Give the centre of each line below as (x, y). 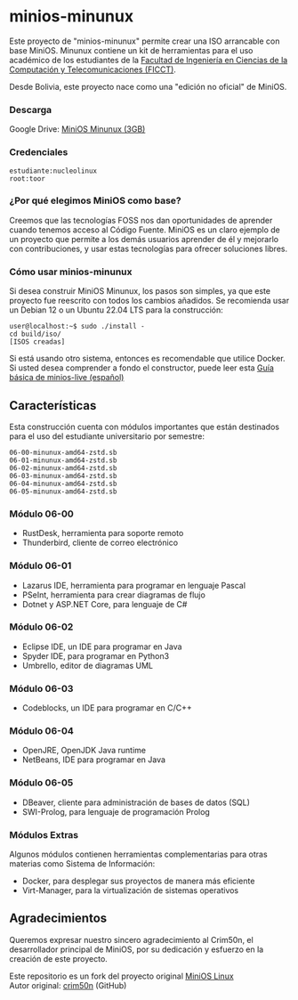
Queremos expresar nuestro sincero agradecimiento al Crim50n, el (131, 939)
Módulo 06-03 (41, 688)
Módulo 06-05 (41, 783)
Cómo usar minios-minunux (71, 272)
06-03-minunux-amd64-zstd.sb (63, 476)
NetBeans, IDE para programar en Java (94, 760)
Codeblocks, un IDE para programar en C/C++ (107, 708)
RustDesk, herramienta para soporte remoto (103, 533)
